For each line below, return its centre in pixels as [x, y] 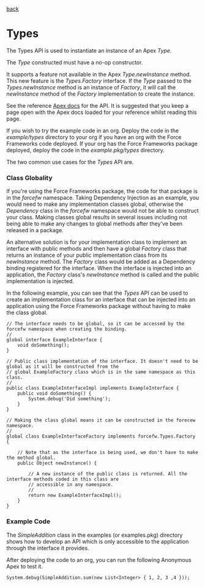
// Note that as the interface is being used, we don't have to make [108, 453]
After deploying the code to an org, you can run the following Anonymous [99, 559]
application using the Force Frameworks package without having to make [99, 306]
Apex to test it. [24, 566]
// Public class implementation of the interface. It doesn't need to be [102, 362]
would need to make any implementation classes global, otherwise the [95, 204]
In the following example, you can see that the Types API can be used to [97, 293]
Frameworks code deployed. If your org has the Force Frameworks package [102, 143]
